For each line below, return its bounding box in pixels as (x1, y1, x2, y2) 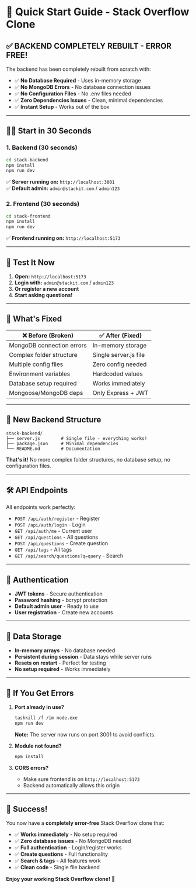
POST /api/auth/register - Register (14, 515, 100, 522)
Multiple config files (9, 360, 63, 368)
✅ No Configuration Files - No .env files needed (14, 90, 131, 97)
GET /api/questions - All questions (14, 534, 98, 541)
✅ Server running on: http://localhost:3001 (6, 178, 115, 185)
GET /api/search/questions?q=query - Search (14, 552, 124, 559)
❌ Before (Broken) (22, 331, 74, 339)
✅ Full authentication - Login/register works (14, 844, 122, 851)
